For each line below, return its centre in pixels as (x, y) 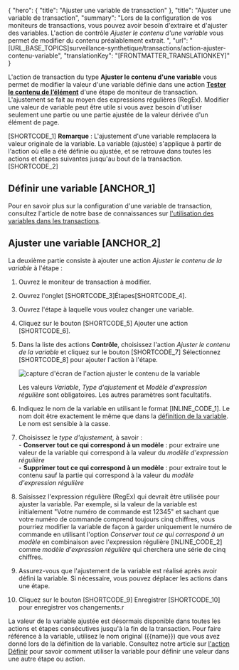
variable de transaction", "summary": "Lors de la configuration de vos (110, 18)
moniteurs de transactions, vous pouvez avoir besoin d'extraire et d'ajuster (118, 25)
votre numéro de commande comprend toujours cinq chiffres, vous (117, 519)
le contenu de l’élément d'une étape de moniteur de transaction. (103, 92)
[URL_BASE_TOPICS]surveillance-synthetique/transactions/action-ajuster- (117, 48)
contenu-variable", (35, 55)
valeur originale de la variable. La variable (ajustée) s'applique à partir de (115, 144)
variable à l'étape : (36, 268)
